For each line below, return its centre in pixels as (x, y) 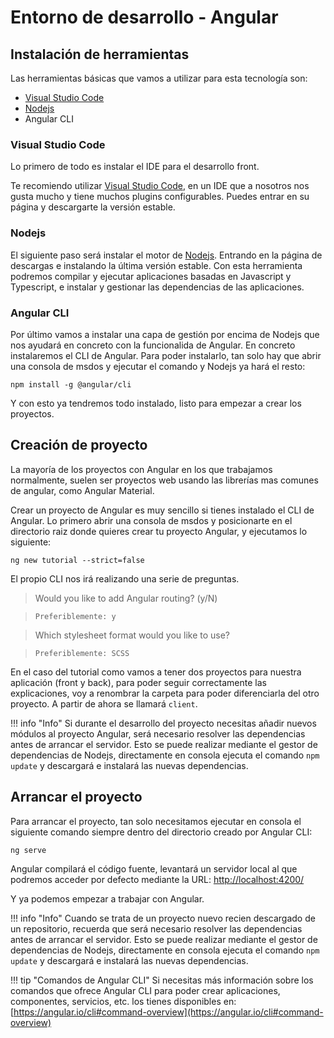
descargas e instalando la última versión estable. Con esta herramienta (156, 265)
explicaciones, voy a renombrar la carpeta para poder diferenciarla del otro (165, 693)
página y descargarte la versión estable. (93, 207)
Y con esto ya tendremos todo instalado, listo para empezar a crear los (156, 403)
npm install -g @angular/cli (71, 384)
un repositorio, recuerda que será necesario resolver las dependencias (156, 928)
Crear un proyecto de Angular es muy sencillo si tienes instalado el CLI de (162, 510)
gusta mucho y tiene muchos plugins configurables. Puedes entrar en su (160, 197)
